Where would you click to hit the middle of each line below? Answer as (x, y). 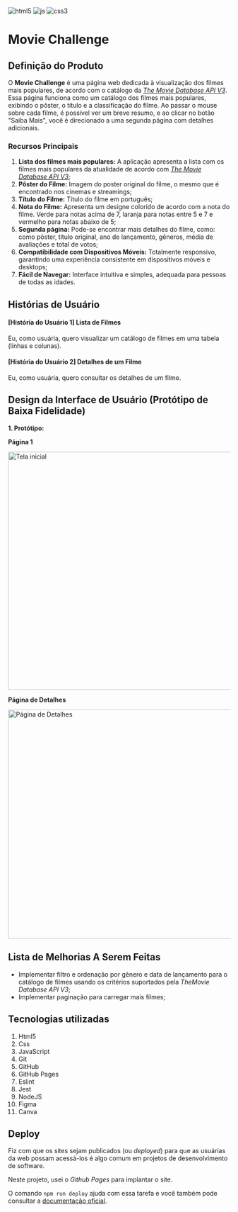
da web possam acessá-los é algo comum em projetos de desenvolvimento (118, 1158)
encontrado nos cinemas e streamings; (75, 192)
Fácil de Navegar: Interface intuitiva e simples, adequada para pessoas (122, 275)
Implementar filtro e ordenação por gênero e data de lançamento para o (123, 974)
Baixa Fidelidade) (47, 411)
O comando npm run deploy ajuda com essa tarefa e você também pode (113, 1194)
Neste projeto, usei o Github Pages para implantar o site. (90, 1179)
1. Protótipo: (26, 428)
